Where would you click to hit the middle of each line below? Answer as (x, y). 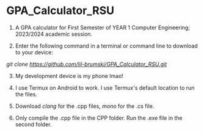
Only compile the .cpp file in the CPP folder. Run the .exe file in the (99, 118)
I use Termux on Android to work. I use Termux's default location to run (105, 88)
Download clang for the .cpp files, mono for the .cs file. (85, 106)
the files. (26, 94)
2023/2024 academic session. (54, 34)
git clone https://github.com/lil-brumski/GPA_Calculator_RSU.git (86, 64)
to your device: (34, 52)
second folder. (33, 124)
